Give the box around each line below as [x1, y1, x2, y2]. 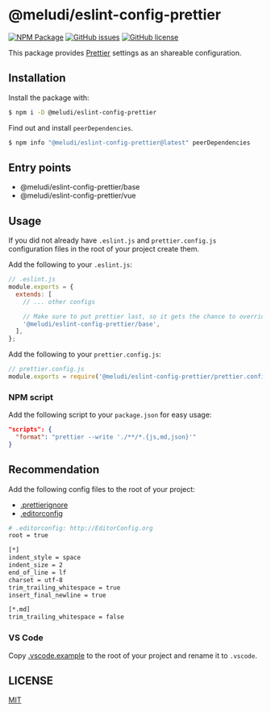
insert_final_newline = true [8, 591, 106, 599]
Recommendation [8, 463, 99, 477]
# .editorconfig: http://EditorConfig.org [8, 524, 153, 532]
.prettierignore [19, 500, 69, 510]
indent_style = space [8, 554, 81, 562]
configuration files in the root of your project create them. [8, 244, 200, 254]
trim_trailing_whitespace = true [8, 583, 121, 592]
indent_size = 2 [8, 561, 63, 569]
